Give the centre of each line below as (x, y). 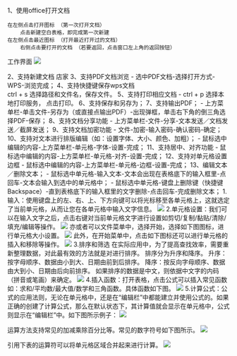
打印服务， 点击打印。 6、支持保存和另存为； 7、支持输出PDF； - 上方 (115, 103)
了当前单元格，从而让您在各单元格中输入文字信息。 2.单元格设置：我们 (114, 209)
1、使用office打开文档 (39, 10)
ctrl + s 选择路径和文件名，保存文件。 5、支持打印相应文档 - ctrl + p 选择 (113, 94)
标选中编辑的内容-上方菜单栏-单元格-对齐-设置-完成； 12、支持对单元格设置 (117, 156)
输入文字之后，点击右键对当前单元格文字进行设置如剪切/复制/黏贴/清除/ (123, 218)
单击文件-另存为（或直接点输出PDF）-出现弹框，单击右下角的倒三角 (121, 112)
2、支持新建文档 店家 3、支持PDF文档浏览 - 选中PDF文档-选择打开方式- (111, 77)
